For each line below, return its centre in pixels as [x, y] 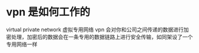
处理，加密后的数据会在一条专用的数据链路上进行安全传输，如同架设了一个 [102, 37]
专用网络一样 [22, 44]
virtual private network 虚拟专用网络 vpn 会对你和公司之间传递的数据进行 [95, 29]
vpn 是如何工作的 [48, 12]
